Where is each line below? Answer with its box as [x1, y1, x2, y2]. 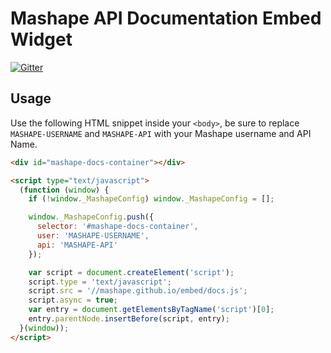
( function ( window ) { [19, 185, 110, 195]
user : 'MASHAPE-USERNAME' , [36, 231, 150, 241]
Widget [10, 28, 73, 51]
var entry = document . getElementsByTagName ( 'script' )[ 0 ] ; [28, 305, 275, 315]
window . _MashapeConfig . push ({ [28, 212, 155, 222]
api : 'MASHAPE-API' [36, 240, 118, 250]
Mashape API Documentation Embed [10, 7, 322, 30]
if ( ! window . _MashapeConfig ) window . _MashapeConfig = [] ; [28, 194, 275, 204]
